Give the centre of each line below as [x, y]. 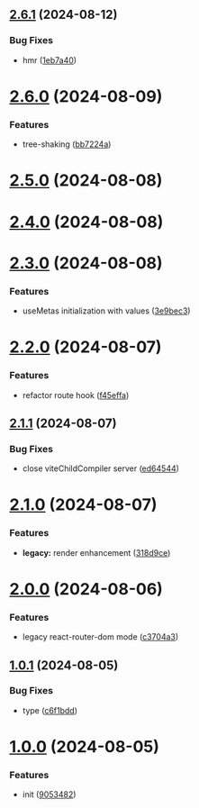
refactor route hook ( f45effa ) [76, 395]
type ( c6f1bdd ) [50, 710]
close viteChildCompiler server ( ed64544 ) [101, 468]
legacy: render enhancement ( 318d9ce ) [96, 552]
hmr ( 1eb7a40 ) [50, 60]
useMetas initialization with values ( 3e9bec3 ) [106, 311]
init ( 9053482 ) [49, 794]
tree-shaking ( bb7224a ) [67, 144]
